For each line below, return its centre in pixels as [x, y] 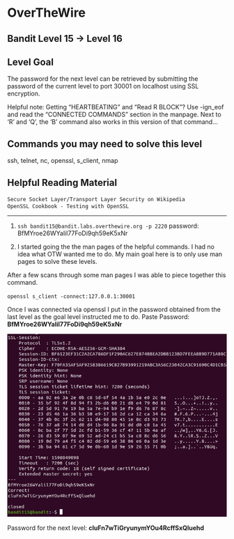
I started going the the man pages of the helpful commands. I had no [116, 247]
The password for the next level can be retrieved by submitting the [103, 79]
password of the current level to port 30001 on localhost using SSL [103, 86]
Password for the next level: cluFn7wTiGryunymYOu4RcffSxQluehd [106, 528]
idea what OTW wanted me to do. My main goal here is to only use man [120, 254]
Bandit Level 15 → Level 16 [65, 39]
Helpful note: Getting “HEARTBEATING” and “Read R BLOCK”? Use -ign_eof [116, 107]
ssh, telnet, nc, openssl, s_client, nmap [63, 161]
